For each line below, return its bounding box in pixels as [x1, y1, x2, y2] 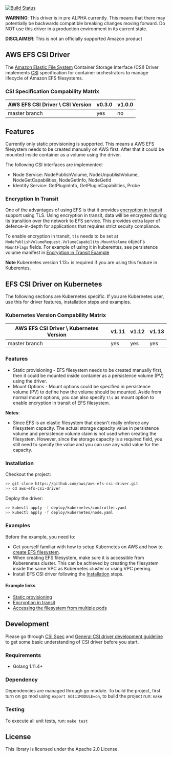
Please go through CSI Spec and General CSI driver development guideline [5, 633, 163, 640]
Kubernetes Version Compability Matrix [5, 311, 106, 318]
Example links [5, 583, 36, 589]
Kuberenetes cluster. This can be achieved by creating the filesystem [12, 560, 159, 566]
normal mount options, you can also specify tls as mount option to [12, 394, 155, 400]
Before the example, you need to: [5, 533, 76, 540]
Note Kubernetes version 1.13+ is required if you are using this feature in [5, 260, 158, 266]
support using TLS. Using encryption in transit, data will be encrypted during [5, 212, 167, 218]
